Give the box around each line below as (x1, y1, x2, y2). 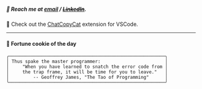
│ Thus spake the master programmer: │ (6, 58, 168, 65)
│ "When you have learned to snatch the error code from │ (6, 64, 168, 70)
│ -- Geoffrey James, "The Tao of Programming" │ (6, 75, 168, 81)
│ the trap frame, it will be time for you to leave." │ (6, 69, 168, 75)
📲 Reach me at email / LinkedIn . (6, 5, 87, 13)
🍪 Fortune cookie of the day (6, 40, 77, 47)
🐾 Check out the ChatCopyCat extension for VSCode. (6, 20, 138, 28)
